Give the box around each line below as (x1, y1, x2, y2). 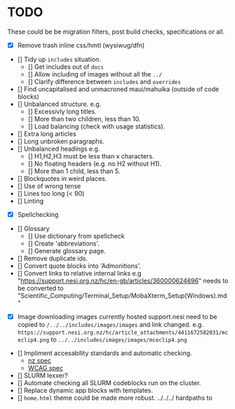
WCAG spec (27, 364, 64, 373)
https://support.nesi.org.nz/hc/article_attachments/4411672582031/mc (17, 329, 229, 337)
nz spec (27, 356, 51, 365)
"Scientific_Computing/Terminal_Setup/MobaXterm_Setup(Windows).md (17, 292, 227, 300)
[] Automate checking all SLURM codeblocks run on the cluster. (17, 379, 201, 387)
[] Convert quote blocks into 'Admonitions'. (17, 262, 142, 270)
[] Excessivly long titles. (27, 107, 97, 116)
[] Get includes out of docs (27, 62, 104, 71)
